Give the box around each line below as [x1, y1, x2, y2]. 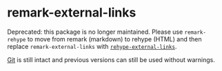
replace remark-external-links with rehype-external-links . [7, 42, 177, 50]
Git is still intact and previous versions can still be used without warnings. [7, 55, 215, 63]
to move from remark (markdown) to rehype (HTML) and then [27, 34, 202, 43]
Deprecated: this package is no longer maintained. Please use [7, 28, 183, 36]
